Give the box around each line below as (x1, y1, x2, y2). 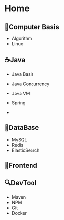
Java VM (11, 90, 30, 96)
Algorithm (11, 35, 32, 41)
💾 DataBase (4, 124, 39, 132)
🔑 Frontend (4, 161, 37, 170)
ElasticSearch (11, 147, 40, 153)
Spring (11, 99, 26, 106)
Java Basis (11, 71, 34, 77)
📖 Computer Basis (4, 23, 60, 31)
